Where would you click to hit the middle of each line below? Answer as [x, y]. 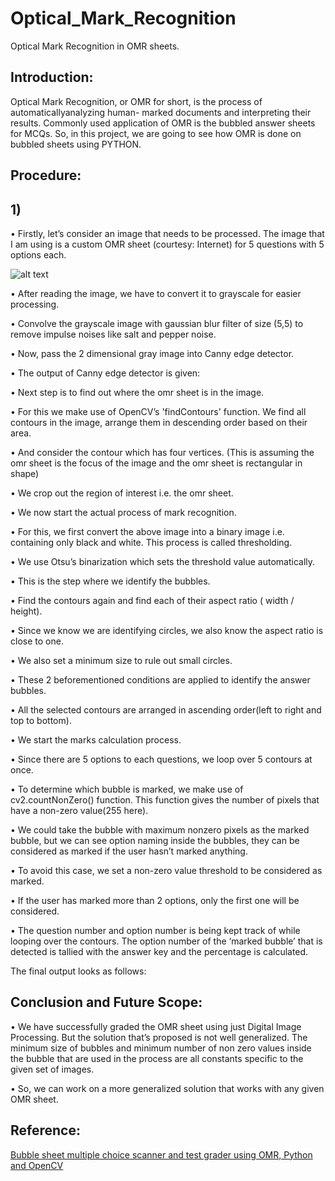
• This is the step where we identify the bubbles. [110, 581]
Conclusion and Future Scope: [106, 1002]
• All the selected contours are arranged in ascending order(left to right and [166, 709]
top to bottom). [41, 720]
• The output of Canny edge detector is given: [105, 373]
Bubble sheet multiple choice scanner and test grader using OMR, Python [161, 1154]
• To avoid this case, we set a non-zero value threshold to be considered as [166, 870]
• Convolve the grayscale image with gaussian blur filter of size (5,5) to [157, 323]
